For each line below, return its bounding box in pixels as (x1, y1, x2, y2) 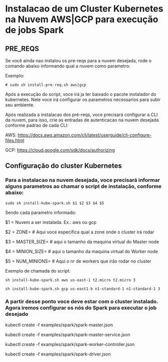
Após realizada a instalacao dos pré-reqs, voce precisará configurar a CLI (5, 111, 158, 117)
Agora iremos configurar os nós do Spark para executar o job (5, 304, 157, 311)
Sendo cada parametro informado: (5, 209, 77, 215)
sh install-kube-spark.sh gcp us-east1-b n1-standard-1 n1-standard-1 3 (5, 286, 160, 291)
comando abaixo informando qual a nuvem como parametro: (5, 63, 130, 69)
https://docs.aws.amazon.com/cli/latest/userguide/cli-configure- (17, 132, 152, 138)
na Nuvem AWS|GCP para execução (5, 14, 158, 25)
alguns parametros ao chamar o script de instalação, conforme (5, 183, 162, 190)
